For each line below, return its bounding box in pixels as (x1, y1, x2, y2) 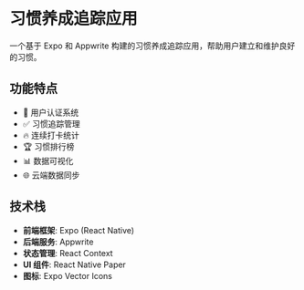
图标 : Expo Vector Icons (22, 270, 112, 281)
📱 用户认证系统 (22, 107, 79, 118)
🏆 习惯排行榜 (22, 140, 75, 151)
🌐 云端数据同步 (22, 170, 80, 181)
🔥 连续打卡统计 (22, 129, 80, 140)
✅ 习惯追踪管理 (22, 118, 80, 129)
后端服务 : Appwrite (22, 236, 94, 247)
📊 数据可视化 (22, 155, 74, 166)
